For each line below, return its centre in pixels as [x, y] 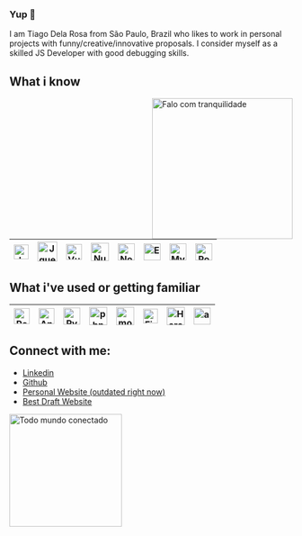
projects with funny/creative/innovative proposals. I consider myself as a [144, 43]
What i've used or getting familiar [105, 287]
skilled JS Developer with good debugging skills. [99, 53]
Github [35, 382]
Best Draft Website [57, 401]
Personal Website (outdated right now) [94, 392]
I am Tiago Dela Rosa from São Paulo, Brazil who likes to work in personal [146, 34]
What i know [45, 82]
